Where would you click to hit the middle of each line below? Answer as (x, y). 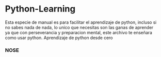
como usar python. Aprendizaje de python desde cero (59, 38)
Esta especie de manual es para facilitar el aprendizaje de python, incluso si (81, 22)
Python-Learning (40, 9)
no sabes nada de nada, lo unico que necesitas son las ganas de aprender (79, 27)
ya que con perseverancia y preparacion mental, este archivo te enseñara (79, 32)
